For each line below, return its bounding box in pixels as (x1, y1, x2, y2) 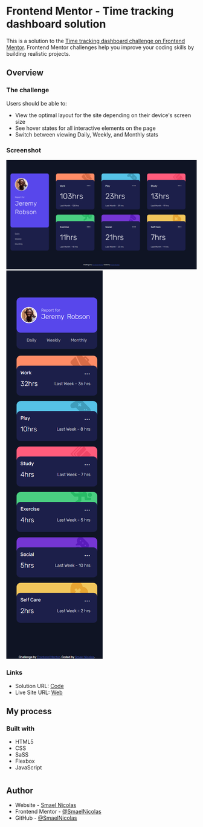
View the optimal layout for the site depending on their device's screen (14, 111, 192, 119)
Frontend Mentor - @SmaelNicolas (14, 808, 101, 815)
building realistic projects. (6, 50, 71, 57)
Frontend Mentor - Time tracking (6, 4, 174, 18)
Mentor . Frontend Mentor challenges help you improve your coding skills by (6, 44, 195, 51)
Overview (6, 68, 44, 78)
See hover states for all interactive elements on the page (14, 124, 156, 132)
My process (6, 706, 52, 717)
